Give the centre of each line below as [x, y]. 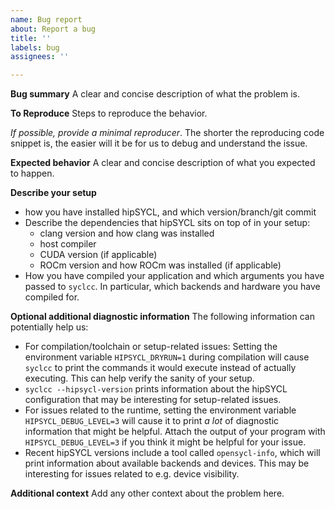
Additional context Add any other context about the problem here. [147, 493]
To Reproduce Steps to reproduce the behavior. [109, 113]
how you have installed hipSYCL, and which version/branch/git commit [170, 212]
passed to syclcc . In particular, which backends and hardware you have [172, 287]
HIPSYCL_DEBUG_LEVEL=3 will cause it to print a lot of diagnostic [152, 421]
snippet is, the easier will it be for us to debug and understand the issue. [159, 143]
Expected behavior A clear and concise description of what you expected [163, 163]
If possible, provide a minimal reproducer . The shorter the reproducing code [167, 133]
